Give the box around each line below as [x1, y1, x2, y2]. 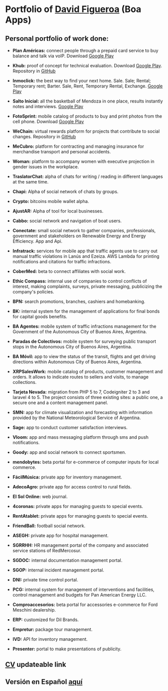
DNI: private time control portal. [12, 577, 78, 582]
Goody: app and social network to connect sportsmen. [12, 449, 127, 455]
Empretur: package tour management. [12, 627, 93, 632]
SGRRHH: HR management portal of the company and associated [12, 542, 148, 548]
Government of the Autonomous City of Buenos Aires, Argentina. [12, 329, 147, 335]
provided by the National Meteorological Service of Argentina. [12, 415, 141, 421]
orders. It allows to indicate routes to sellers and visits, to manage [12, 374, 149, 380]
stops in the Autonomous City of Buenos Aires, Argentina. [12, 344, 132, 350]
